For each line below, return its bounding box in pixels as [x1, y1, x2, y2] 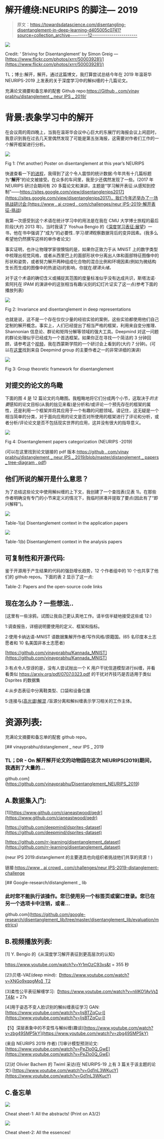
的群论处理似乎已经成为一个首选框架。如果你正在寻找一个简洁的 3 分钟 [5, 335, 147, 341]
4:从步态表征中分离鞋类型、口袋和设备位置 [5, 688, 91, 694]
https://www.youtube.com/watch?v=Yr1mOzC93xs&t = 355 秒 [5, 962, 129, 968]
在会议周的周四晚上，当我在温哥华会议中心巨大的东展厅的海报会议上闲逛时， [5, 129, 159, 135]
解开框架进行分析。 [9, 141, 48, 147]
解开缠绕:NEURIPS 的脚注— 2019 [5, 4, 138, 16]
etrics [5, 922, 17, 928]
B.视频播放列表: [5, 937, 52, 946]
